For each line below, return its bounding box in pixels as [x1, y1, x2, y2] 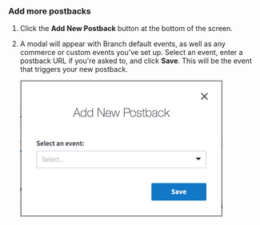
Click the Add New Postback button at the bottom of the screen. [19, 24, 234, 34]
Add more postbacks [8, 6, 91, 17]
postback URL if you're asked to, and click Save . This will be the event [19, 56, 252, 65]
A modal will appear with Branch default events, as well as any [19, 39, 226, 49]
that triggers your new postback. [19, 65, 128, 74]
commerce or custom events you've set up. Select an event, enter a [19, 48, 243, 57]
